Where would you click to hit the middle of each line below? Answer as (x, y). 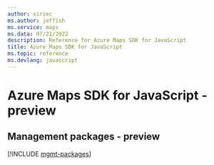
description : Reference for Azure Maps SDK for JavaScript (97, 41)
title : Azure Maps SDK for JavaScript (65, 47)
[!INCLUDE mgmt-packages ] (49, 154)
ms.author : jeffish (36, 21)
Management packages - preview (84, 137)
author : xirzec (30, 14)
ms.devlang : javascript (43, 60)
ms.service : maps (33, 27)
